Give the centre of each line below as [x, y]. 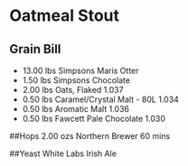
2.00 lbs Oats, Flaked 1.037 [73, 90]
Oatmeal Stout [65, 16]
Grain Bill [35, 49]
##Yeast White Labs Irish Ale [63, 153]
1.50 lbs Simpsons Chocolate [76, 80]
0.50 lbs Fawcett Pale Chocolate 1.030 [94, 119]
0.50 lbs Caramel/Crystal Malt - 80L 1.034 [100, 99]
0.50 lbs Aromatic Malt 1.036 [75, 109]
